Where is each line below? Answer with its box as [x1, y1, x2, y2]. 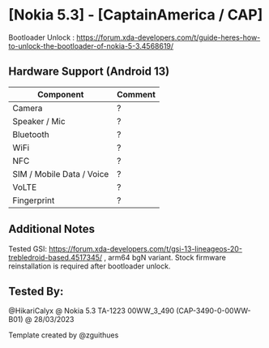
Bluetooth [12, 128, 50, 140]
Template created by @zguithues [8, 330, 119, 340]
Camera [12, 102, 43, 114]
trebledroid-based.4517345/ [8, 252, 103, 262]
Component [37, 88, 84, 100]
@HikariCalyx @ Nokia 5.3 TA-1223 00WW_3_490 [8, 306, 175, 316]
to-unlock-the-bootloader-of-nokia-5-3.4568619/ [8, 41, 174, 50]
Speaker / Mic [12, 115, 66, 127]
